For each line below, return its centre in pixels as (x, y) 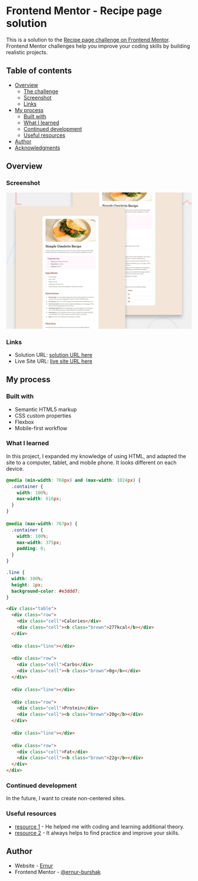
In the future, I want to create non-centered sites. (66, 798)
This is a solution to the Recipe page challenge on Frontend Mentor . (88, 40)
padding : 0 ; (31, 549)
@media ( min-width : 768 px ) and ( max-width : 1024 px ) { (74, 480)
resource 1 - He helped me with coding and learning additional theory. (99, 826)
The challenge (41, 91)
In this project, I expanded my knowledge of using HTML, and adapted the (96, 456)
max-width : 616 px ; (39, 499)
